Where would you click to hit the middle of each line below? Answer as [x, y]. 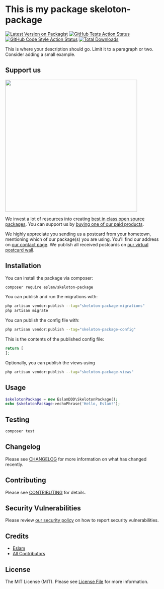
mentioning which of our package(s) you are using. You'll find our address [82, 239]
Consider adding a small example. [40, 54]
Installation [23, 266]
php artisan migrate [27, 311]
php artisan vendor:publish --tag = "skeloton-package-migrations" [75, 306]
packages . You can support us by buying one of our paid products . [75, 224]
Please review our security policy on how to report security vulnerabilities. [82, 520]
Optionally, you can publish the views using [50, 363]
